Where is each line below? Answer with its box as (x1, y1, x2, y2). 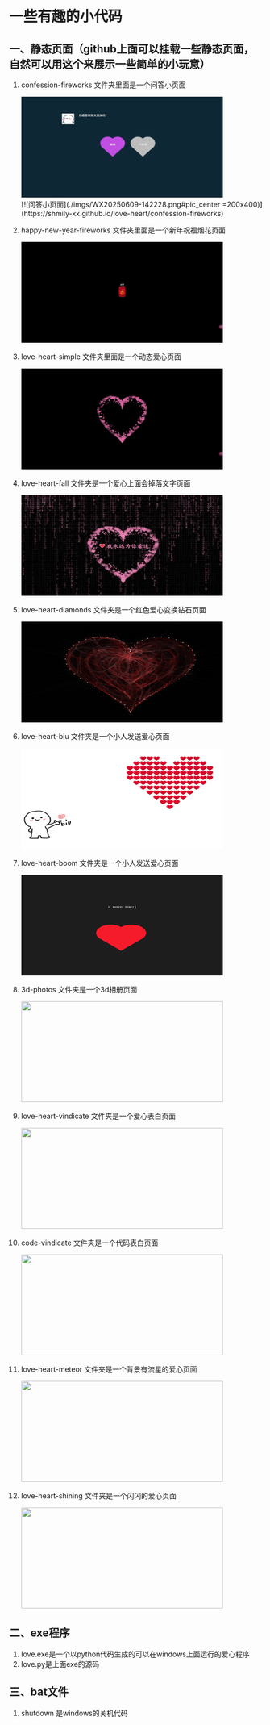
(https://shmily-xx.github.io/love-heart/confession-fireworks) (20, 209, 224, 218)
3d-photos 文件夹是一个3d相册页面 (20, 985, 138, 994)
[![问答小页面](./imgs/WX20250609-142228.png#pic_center (20, 199, 221, 209)
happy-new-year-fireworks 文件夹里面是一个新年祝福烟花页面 (20, 225, 226, 235)
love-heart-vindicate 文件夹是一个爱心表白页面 (20, 1111, 177, 1121)
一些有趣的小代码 (9, 7, 123, 26)
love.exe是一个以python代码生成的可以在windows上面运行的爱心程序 (20, 1649, 251, 1659)
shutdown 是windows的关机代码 (20, 1708, 128, 1718)
